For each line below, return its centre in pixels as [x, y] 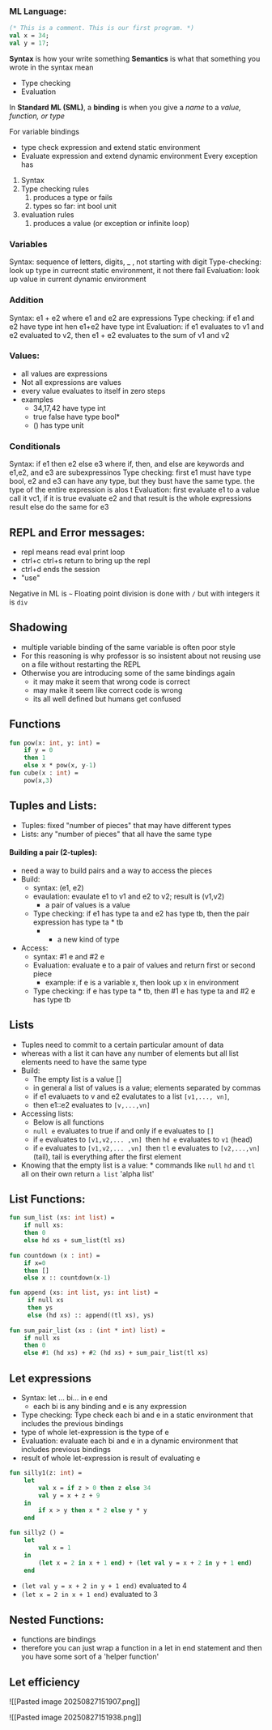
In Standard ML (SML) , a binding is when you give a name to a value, [125, 107]
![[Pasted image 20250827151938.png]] [75, 1717]
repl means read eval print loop [73, 552]
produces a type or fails [72, 197]
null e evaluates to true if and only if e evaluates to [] [123, 1130]
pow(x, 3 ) [38, 780]
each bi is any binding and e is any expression [110, 1406]
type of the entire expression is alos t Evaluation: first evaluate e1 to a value [134, 490]
